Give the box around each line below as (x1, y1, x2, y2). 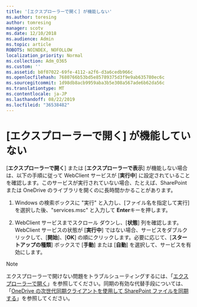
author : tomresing (6, 19, 51, 25)
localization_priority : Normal (6, 53, 83, 58)
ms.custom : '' (6, 63, 41, 70)
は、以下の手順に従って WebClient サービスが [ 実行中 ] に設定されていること (6, 172, 191, 179)
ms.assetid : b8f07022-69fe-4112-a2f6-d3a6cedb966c (6, 69, 133, 75)
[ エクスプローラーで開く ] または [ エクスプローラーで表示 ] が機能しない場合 (6, 165, 188, 172)
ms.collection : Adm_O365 (6, 58, 67, 64)
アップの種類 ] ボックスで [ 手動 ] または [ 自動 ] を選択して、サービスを (19, 241, 186, 249)
